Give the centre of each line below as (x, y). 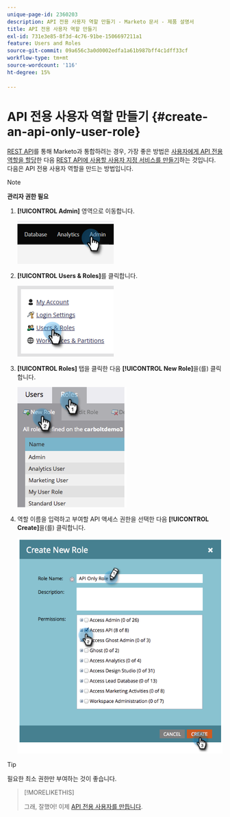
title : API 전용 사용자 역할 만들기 (52, 29)
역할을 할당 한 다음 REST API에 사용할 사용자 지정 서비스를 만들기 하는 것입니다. (112, 160)
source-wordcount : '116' (42, 65)
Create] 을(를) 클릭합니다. (51, 528)
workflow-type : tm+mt (38, 58)
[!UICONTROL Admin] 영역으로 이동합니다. (76, 211)
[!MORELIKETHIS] (49, 792)
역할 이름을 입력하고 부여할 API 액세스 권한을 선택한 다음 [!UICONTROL (113, 519)
